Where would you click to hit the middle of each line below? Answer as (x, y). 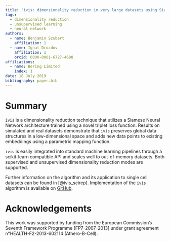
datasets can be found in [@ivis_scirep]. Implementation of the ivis (76, 183)
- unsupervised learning (36, 24)
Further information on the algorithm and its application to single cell (76, 177)
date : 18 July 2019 (26, 76)
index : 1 (24, 72)
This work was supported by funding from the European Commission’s (79, 222)
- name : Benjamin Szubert (37, 39)
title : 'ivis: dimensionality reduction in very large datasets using (81, 10)
